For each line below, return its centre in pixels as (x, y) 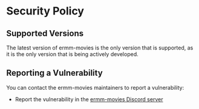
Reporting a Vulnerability (54, 73)
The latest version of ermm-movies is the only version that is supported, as (100, 48)
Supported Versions (45, 33)
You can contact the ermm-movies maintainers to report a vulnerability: (95, 87)
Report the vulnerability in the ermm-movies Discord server (89, 99)
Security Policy (45, 11)
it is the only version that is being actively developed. (72, 54)
